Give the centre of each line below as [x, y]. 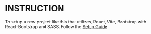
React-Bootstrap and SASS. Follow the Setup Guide [56, 26]
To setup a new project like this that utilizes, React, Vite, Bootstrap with [76, 22]
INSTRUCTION [35, 8]
